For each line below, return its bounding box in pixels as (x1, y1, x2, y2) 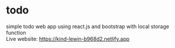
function (6, 29, 26, 36)
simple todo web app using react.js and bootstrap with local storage (6, 23, 169, 30)
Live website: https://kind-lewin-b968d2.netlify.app (6, 35, 130, 42)
